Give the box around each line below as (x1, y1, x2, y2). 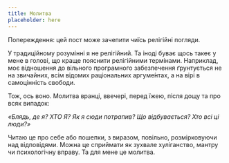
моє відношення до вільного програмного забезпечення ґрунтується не (8, 64, 222, 72)
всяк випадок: (8, 99, 50, 107)
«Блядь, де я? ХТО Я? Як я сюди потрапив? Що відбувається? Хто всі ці (8, 112, 220, 121)
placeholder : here (8, 17, 61, 23)
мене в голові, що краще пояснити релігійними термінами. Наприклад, (8, 56, 219, 64)
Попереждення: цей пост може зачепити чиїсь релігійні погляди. (8, 35, 201, 44)
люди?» (8, 119, 31, 128)
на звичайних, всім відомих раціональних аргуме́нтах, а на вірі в (8, 70, 200, 79)
